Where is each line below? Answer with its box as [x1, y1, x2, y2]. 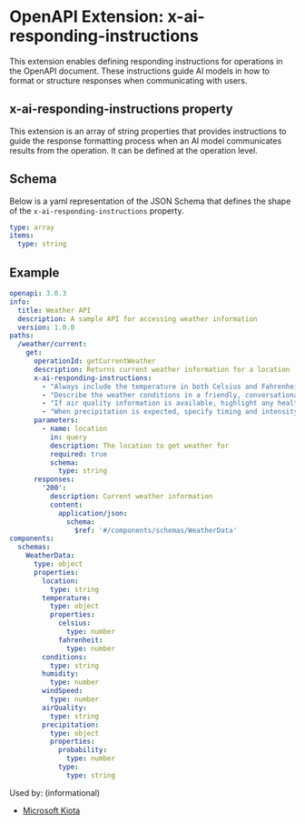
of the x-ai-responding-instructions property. [9, 205, 184, 216]
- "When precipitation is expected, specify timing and [42, 407, 258, 417]
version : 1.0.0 [17, 323, 75, 332]
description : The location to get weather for [49, 441, 230, 450]
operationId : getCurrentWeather [33, 357, 156, 366]
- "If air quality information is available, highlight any [42, 398, 274, 408]
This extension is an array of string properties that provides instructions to [9, 126, 287, 136]
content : [49, 500, 84, 509]
